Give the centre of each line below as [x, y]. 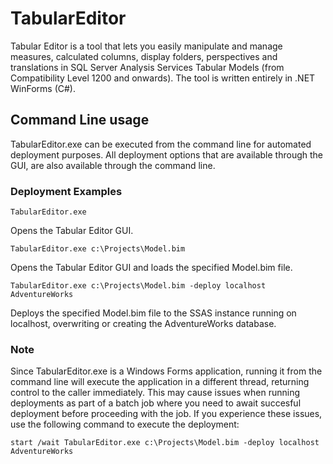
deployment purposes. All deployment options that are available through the [166, 154]
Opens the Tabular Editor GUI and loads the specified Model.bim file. [151, 268]
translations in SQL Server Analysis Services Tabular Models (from [147, 67]
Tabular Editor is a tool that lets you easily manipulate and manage [146, 46]
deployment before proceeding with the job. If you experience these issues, [166, 414]
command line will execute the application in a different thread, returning [160, 382]
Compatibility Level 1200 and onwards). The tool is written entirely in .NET [163, 78]
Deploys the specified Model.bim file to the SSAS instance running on [153, 313]
